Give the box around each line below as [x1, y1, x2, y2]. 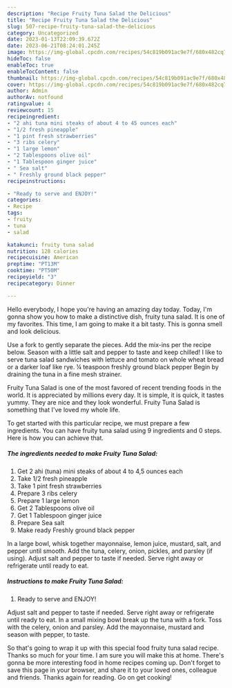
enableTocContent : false [7, 68, 79, 75]
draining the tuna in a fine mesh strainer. [7, 370, 122, 378]
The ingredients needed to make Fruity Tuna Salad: [7, 450, 158, 458]
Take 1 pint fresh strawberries [17, 482, 102, 490]
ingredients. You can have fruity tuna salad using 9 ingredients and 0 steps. [7, 426, 222, 434]
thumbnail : [7, 74, 39, 82]
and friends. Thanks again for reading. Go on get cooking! [7, 673, 173, 681]
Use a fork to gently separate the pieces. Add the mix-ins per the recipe [7, 340, 212, 349]
